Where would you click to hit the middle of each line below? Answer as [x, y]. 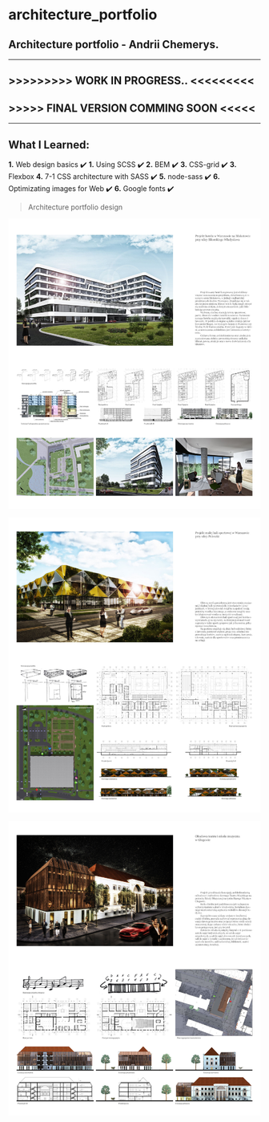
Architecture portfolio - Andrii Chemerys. [114, 45]
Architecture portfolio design [75, 207]
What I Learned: [49, 145]
